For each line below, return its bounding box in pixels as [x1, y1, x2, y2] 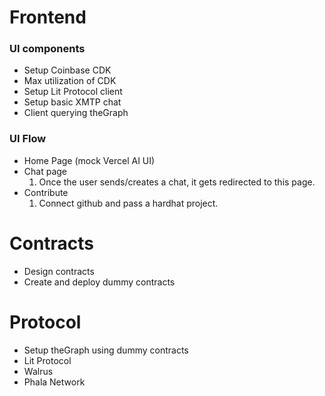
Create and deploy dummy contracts [23, 276, 176, 288]
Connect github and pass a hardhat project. [38, 197, 219, 209]
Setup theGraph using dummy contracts [23, 344, 189, 356]
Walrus [23, 365, 54, 377]
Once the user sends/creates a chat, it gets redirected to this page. [38, 176, 316, 188]
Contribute [23, 186, 69, 198]
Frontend [9, 6, 87, 29]
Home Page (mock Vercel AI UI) [23, 154, 156, 166]
